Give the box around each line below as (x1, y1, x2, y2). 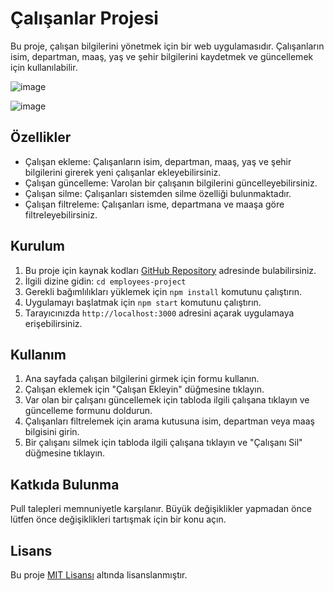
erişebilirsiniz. (24, 317, 83, 329)
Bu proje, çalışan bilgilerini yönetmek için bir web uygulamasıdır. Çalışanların (10, 40, 325, 52)
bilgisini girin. (24, 426, 80, 438)
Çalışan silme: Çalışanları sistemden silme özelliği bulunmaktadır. (24, 187, 292, 199)
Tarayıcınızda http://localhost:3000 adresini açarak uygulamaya (24, 307, 295, 319)
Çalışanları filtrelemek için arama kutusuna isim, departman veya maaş (24, 415, 315, 427)
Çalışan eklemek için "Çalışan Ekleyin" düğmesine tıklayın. (24, 383, 265, 396)
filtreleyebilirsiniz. (24, 208, 98, 221)
